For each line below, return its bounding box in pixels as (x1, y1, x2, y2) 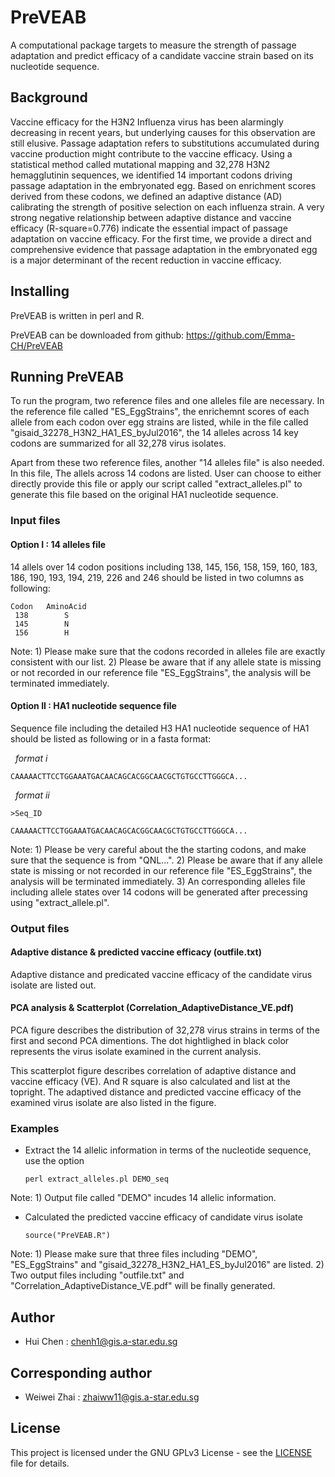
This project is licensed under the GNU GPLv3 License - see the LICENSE (10, 1446, 313, 1458)
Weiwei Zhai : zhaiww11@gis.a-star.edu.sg (24, 1391, 200, 1403)
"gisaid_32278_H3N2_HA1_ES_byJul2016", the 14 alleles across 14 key (10, 427, 299, 439)
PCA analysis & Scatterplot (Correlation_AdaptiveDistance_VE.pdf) (10, 1002, 294, 1014)
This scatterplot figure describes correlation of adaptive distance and (10, 1065, 297, 1077)
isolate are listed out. (10, 979, 97, 991)
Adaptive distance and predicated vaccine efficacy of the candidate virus (10, 968, 313, 980)
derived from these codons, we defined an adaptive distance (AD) (10, 190, 283, 202)
